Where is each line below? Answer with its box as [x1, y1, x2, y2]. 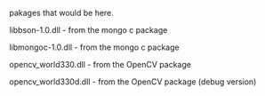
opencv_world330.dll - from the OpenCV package [9, 60, 191, 69]
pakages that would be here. [9, 8, 114, 18]
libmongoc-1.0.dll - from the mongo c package [9, 42, 180, 52]
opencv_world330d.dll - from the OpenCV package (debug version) [9, 76, 257, 87]
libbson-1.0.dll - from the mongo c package [9, 25, 168, 35]
